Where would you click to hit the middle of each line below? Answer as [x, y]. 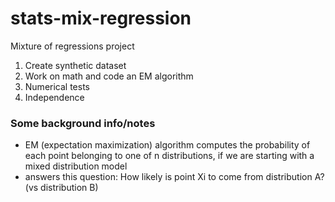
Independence [54, 97]
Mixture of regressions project [72, 46]
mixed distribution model [76, 166]
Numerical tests [57, 86]
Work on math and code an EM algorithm [109, 76]
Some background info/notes [83, 123]
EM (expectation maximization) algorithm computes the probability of [167, 145]
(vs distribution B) [61, 188]
